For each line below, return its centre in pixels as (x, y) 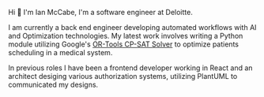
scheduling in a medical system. (60, 52)
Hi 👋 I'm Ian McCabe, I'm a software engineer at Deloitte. (101, 12)
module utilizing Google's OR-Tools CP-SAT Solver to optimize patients (124, 44)
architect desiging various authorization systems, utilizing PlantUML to (123, 76)
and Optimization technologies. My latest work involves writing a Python (126, 36)
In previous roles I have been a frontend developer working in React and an (130, 68)
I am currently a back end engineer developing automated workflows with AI (132, 27)
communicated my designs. (53, 84)
